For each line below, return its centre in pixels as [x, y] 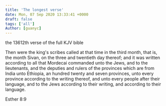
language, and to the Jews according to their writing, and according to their [83, 84]
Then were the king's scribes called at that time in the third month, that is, [81, 52]
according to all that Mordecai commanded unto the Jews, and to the [76, 63]
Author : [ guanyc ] [23, 28]
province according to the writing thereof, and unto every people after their [83, 79]
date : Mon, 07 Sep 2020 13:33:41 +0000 [47, 14]
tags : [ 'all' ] [20, 24]
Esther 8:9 [16, 99]
